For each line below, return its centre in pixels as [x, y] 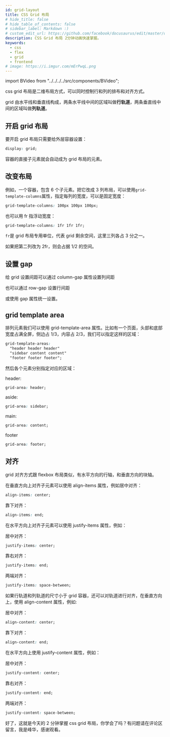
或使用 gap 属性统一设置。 [33, 299]
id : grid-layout [22, 10]
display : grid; [21, 148]
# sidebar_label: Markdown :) [37, 29]
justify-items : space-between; [38, 586]
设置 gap [19, 264]
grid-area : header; [26, 387]
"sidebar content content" [38, 353]
